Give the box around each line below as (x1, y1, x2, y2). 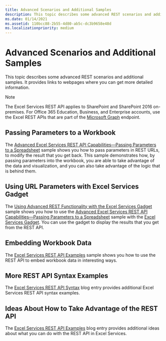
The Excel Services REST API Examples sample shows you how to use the (5, 252, 156, 258)
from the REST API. (5, 224, 44, 230)
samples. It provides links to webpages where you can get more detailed (5, 79, 153, 85)
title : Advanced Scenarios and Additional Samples (5, 7, 112, 12)
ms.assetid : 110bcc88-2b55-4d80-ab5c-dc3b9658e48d (5, 21, 112, 26)
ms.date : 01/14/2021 (5, 16, 48, 21)
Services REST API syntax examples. (5, 290, 80, 296)
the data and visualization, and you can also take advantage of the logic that (5, 163, 161, 169)
